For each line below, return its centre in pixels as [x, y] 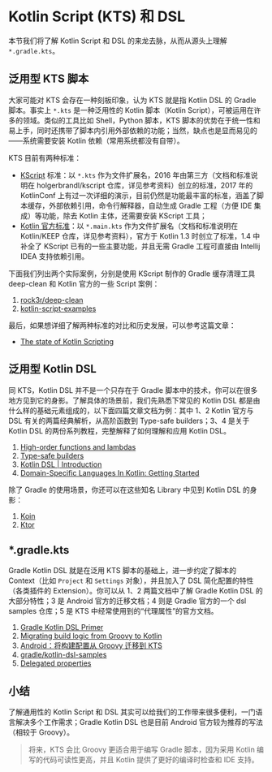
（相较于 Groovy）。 [41, 732]
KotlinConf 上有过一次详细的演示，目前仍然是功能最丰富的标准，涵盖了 [138, 195]
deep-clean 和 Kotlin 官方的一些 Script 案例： [84, 283]
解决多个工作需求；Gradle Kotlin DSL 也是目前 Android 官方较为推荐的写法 [139, 722]
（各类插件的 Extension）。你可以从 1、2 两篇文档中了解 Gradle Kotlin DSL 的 [136, 591]
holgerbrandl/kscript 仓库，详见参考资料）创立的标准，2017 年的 [145, 185]
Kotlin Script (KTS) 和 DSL [97, 17]
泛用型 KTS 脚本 [49, 79]
